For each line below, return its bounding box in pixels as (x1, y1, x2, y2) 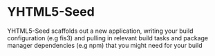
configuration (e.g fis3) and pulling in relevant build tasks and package (7, 33, 209, 42)
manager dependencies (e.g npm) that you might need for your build (7, 41, 203, 49)
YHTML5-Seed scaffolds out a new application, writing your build (7, 27, 194, 35)
